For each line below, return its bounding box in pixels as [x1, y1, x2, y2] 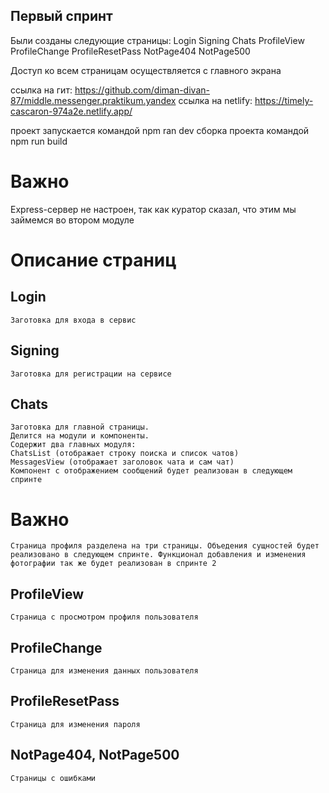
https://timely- [254, 94, 314, 106]
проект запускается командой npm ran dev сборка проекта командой [10, 124, 310, 136]
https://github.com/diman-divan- [74, 84, 210, 96]
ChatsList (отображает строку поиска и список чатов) [10, 449, 240, 459]
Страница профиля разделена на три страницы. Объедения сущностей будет [10, 541, 320, 551]
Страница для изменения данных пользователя [10, 665, 199, 676]
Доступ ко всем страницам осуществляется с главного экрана [10, 64, 282, 76]
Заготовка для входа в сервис [10, 315, 137, 325]
